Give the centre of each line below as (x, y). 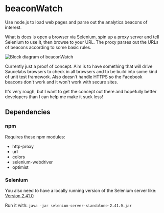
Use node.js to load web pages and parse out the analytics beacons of (76, 22)
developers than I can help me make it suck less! (54, 97)
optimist (20, 167)
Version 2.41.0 (20, 196)
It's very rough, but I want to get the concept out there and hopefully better (81, 91)
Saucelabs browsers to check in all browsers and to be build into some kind (81, 71)
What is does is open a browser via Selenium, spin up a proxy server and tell (82, 37)
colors (19, 157)
